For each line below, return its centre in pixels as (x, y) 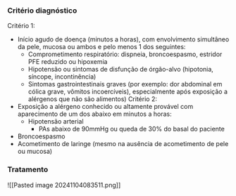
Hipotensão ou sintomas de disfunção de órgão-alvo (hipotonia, (120, 70)
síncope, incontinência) (62, 77)
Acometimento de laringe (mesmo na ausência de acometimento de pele (123, 144)
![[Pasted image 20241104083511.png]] (64, 185)
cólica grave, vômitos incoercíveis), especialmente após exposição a (128, 92)
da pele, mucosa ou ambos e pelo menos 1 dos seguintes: (101, 47)
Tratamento (28, 169)
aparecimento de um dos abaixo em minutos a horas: (94, 114)
